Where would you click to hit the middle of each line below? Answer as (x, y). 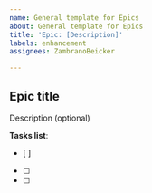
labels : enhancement (48, 43)
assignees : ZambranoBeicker (62, 52)
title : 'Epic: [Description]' (66, 34)
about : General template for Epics (76, 26)
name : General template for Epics (75, 18)
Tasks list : (29, 135)
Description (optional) (50, 118)
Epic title (35, 96)
